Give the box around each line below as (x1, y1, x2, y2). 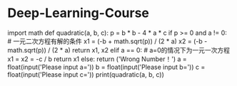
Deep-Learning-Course (7, 5, 150, 21)
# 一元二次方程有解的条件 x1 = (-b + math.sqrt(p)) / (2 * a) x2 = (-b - (7, 37, 208, 45)
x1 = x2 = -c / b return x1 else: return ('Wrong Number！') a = (7, 55, 187, 63)
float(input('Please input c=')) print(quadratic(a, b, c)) (7, 70, 164, 79)
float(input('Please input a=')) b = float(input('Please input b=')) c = (7, 63, 206, 71)
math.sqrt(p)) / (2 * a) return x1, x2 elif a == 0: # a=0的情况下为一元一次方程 (7, 45, 231, 54)
